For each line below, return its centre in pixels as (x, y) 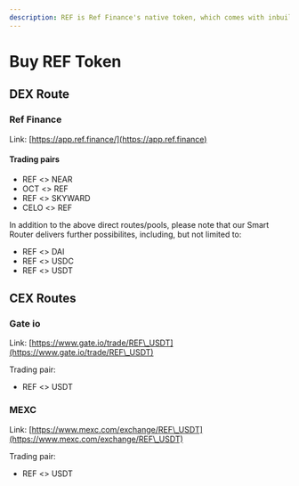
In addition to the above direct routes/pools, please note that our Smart (139, 224)
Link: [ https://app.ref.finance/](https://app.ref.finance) (108, 139)
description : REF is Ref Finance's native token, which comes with (137, 17)
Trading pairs (35, 159)
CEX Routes (43, 299)
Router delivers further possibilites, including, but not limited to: (125, 234)
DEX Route (39, 94)
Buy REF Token (65, 61)
